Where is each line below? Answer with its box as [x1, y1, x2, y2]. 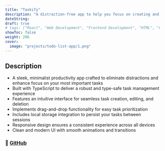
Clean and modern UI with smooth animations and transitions [12, 127, 136, 133]
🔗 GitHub [5, 140, 27, 147]
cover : [5, 39, 19, 44]
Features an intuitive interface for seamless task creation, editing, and [12, 96, 154, 102]
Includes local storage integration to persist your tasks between [12, 112, 141, 118]
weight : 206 [5, 35, 29, 40]
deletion [12, 101, 29, 107]
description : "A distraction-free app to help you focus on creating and [5, 12, 160, 17]
